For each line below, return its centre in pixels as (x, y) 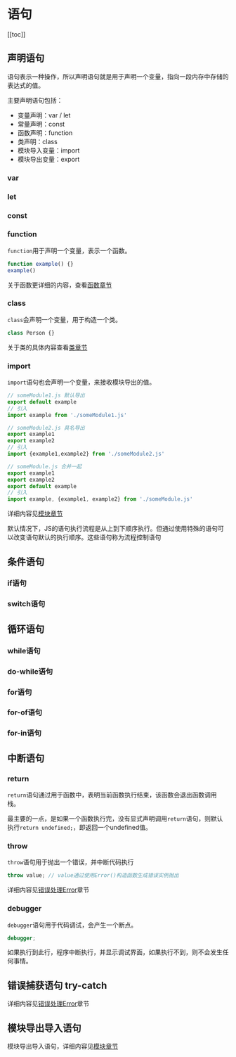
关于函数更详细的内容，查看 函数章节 (60, 285)
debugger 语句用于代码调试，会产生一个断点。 (72, 925)
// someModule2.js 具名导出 (46, 428)
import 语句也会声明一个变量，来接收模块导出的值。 (81, 382)
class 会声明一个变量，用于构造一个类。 (64, 319)
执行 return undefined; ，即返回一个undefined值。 (80, 828)
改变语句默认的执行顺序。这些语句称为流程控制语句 (87, 537)
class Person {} (31, 333)
